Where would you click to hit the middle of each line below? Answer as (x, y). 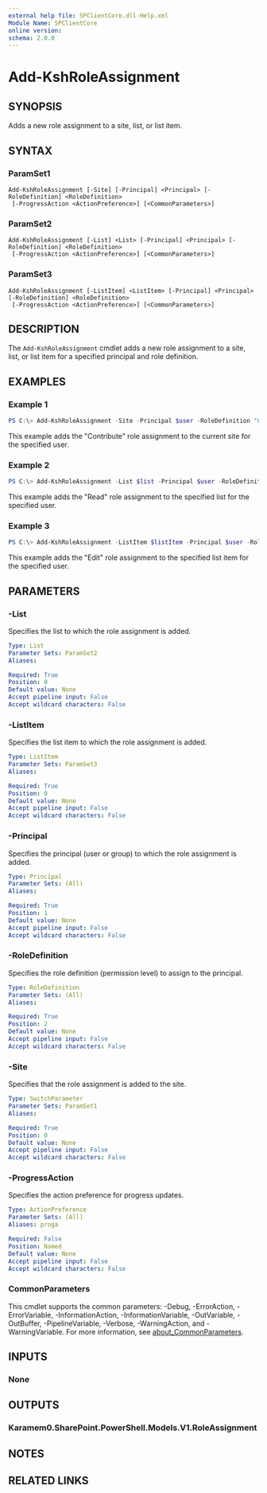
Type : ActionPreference (48, 1210)
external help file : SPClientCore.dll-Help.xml (89, 16)
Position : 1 (28, 913)
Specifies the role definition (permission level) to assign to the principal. (126, 973)
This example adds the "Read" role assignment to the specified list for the (129, 497)
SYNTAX (31, 151)
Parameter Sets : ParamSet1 (53, 1106)
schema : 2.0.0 (32, 38)
